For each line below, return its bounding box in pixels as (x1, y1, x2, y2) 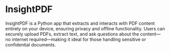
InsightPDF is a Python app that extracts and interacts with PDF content (5, 20, 155, 26)
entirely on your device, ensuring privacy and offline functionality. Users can (5, 25, 165, 31)
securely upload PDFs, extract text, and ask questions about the (5, 31, 140, 37)
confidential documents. (5, 41, 56, 47)
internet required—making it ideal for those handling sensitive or (12, 36, 146, 42)
